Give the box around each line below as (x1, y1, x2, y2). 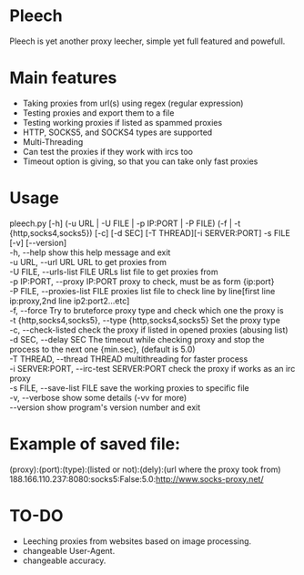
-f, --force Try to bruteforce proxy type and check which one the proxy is (9, 304, 284, 315)
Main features (9, 67, 117, 88)
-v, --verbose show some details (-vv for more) (9, 392, 187, 403)
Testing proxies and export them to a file (22, 107, 175, 118)
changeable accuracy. (22, 555, 106, 566)
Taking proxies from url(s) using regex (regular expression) (22, 98, 244, 108)
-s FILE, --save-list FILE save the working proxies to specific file (9, 382, 249, 393)
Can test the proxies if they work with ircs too (22, 146, 194, 157)
